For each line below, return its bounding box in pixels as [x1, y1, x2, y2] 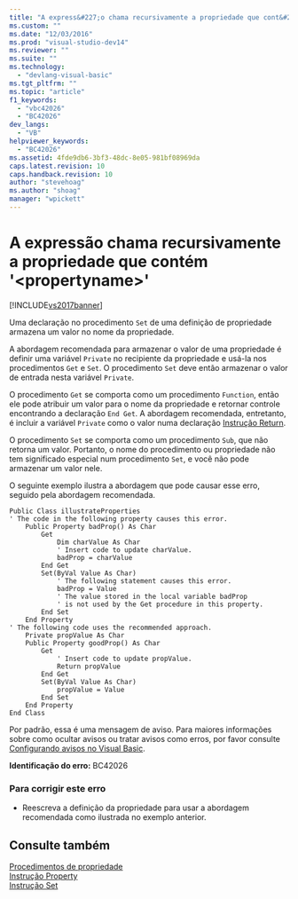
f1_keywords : [9, 95, 58, 105]
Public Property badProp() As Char [25, 522, 157, 531]
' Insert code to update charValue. [56, 545, 192, 555]
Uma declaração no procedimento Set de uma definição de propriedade [9, 317, 272, 327]
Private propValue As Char [25, 631, 125, 640]
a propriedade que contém [9, 252, 208, 272]
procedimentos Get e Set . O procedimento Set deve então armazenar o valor [9, 362, 288, 373]
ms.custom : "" [9, 21, 62, 30]
